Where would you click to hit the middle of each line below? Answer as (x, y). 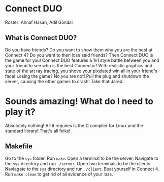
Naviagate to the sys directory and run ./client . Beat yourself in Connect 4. (82, 169)
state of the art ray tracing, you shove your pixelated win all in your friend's (81, 71)
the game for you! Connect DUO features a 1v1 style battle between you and (82, 60)
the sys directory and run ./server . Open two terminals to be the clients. (78, 163)
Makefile (19, 146)
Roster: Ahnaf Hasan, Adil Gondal (39, 22)
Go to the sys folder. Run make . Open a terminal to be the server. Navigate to (82, 158)
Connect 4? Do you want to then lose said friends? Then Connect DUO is (79, 55)
